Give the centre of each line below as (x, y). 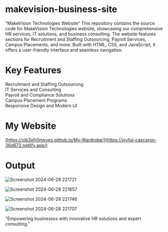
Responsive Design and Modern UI (41, 105)
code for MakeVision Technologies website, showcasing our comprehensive (84, 28)
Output (20, 166)
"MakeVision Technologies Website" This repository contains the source (80, 23)
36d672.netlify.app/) (26, 145)
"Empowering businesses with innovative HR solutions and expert (73, 218)
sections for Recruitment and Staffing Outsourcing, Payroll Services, (76, 39)
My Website (31, 126)
